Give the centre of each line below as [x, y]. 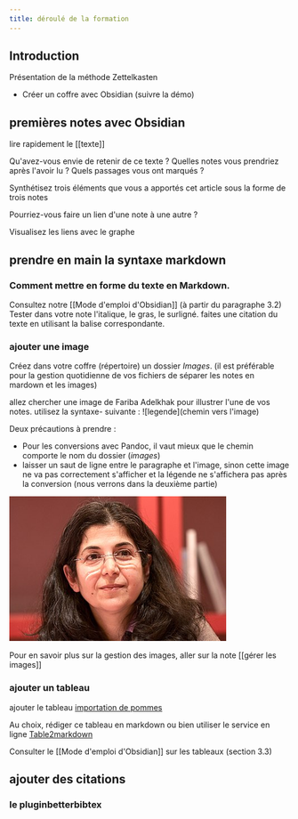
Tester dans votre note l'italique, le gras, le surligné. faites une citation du [144, 314]
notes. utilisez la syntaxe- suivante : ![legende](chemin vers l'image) [134, 412]
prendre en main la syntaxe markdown [118, 259]
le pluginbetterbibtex [56, 804]
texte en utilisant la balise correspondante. [87, 323]
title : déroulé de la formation [69, 19]
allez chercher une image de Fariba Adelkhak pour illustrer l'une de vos [140, 402]
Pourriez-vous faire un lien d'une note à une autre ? [104, 215]
